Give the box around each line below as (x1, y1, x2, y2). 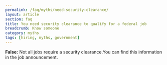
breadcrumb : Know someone (5, 26, 59, 31)
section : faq (5, 16, 33, 21)
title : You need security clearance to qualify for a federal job (5, 21, 147, 26)
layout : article (5, 12, 39, 17)
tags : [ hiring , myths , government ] (5, 35, 80, 40)
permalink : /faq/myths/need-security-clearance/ (5, 7, 109, 12)
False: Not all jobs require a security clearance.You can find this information (5, 48, 162, 55)
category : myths (5, 30, 39, 35)
